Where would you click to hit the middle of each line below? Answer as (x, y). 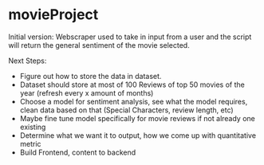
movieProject (53, 15)
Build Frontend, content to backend (78, 152)
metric (30, 143)
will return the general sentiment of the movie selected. (99, 45)
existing (33, 127)
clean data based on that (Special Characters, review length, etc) (126, 110)
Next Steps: (28, 61)
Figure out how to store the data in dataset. (91, 76)
